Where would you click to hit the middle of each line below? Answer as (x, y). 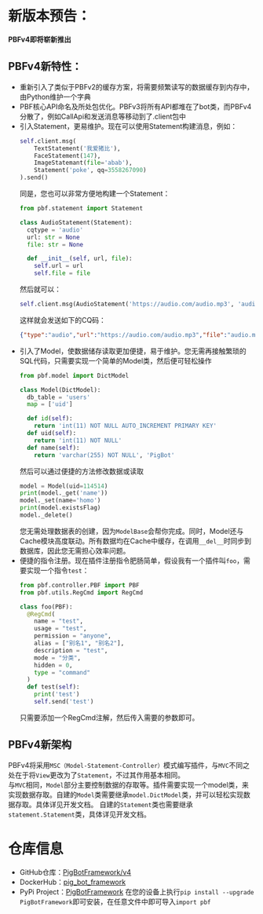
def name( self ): (53, 448)
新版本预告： (50, 16)
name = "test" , (59, 621)
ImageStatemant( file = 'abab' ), (83, 163)
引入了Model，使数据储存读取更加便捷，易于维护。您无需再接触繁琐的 (133, 351)
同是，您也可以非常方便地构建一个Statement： (95, 194)
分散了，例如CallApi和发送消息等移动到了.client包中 (103, 116)
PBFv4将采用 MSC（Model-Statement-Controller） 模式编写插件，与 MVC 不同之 (129, 765)
